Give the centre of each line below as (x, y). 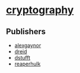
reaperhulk (27, 64)
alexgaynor (28, 45)
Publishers (26, 32)
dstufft (22, 58)
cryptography (40, 10)
